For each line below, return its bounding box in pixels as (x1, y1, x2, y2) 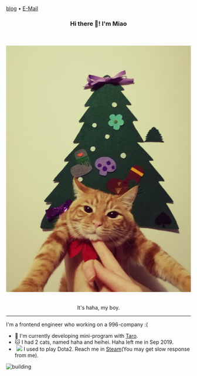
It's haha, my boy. (77, 304, 120, 311)
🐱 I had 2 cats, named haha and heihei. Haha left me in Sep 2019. (14, 338, 174, 345)
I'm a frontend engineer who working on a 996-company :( (6, 321, 148, 328)
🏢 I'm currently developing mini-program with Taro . (14, 333, 138, 340)
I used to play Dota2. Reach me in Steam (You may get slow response (23, 345, 191, 353)
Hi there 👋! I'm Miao (70, 19, 127, 28)
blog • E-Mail (6, 5, 38, 12)
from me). (14, 352, 39, 359)
